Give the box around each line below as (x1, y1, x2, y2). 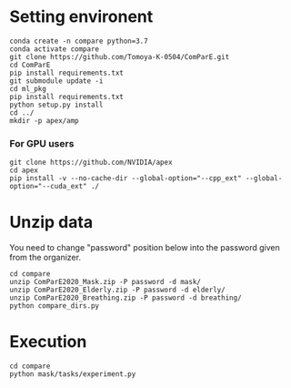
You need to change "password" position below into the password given (9, 242, 280, 253)
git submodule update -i (9, 76, 104, 86)
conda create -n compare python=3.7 (9, 36, 148, 46)
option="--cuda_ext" (9, 182, 88, 191)
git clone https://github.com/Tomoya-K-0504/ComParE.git (9, 52, 230, 61)
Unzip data (9, 212, 94, 233)
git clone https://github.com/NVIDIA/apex (9, 158, 173, 168)
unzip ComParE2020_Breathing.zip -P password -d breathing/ (9, 293, 243, 302)
